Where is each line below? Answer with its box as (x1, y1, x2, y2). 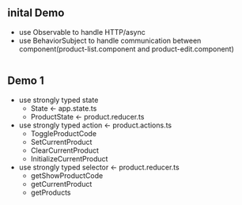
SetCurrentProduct (30, 137, 93, 146)
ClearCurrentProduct (30, 146, 100, 155)
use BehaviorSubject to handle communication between (18, 36, 202, 45)
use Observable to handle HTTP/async (18, 27, 146, 36)
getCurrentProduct (30, 179, 93, 188)
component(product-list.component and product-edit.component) (18, 44, 235, 54)
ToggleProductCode (30, 128, 96, 138)
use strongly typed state (18, 95, 99, 104)
